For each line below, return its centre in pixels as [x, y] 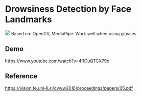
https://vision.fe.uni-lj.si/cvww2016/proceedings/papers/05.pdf [69, 88]
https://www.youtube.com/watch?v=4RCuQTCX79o [57, 61]
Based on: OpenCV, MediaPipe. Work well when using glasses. [74, 33]
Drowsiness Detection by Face [68, 9]
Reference [21, 76]
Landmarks [29, 19]
